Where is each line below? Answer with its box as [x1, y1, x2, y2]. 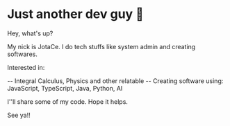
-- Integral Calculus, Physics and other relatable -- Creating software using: [7, 76, 224, 85]
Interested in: [7, 63, 45, 71]
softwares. [7, 50, 38, 58]
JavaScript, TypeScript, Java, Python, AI [7, 84, 123, 92]
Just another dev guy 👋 [7, 6, 144, 22]
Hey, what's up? [7, 29, 54, 37]
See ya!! [7, 111, 31, 119]
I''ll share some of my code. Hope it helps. [7, 97, 129, 106]
